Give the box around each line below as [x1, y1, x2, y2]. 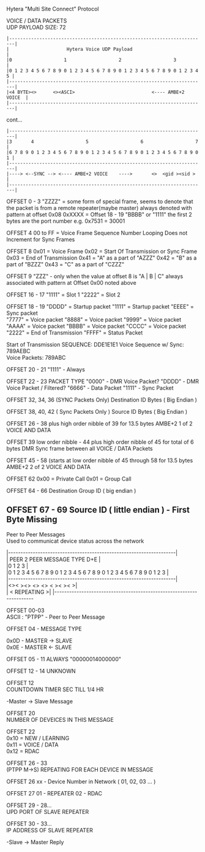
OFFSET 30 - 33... [6, 819, 52, 827]
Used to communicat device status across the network [6, 537, 144, 544]
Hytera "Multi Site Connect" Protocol [6, 6, 99, 12]
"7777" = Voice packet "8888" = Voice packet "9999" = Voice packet [6, 316, 182, 323]
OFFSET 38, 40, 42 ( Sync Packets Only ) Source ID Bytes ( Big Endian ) [6, 408, 188, 415]
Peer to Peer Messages [6, 530, 65, 538]
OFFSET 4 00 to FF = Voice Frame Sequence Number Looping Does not [6, 230, 188, 236]
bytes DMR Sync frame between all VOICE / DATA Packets [6, 445, 153, 452]
